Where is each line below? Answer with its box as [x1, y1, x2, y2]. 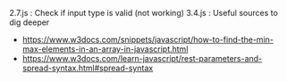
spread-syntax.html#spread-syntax [21, 62, 154, 73]
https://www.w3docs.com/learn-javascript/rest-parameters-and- [21, 53, 263, 63]
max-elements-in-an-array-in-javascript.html [21, 44, 189, 54]
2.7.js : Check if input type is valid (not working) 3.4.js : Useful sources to [9, 8, 279, 18]
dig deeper [9, 17, 50, 28]
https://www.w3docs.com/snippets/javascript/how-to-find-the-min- [21, 35, 274, 45]
